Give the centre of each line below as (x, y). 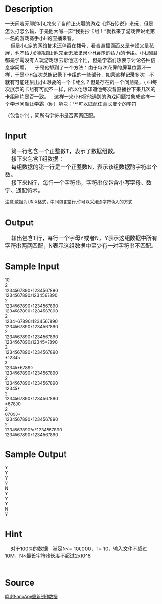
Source (20, 582)
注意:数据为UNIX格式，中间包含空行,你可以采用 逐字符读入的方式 (69, 202)
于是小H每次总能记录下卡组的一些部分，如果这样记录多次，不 (84, 75)
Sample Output (36, 454)
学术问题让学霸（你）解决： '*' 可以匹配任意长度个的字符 (73, 104)
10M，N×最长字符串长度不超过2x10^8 (48, 556)
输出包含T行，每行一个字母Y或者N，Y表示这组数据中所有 (84, 238)
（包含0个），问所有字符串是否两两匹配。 (52, 115)
